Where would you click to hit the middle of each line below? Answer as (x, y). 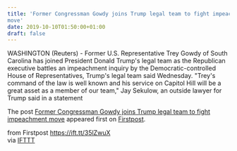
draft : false (26, 33)
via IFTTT (21, 140)
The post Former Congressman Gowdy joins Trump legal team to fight (109, 112)
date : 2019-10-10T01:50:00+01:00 (56, 27)
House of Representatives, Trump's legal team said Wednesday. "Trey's (111, 76)
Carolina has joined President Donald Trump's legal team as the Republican (116, 61)
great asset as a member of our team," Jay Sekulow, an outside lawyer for (115, 91)
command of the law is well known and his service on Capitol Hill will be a (114, 83)
